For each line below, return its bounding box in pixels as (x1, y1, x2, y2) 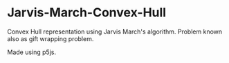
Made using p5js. (7, 48, 57, 56)
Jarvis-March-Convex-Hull (7, 5, 167, 21)
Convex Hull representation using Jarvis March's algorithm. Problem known (7, 27, 223, 36)
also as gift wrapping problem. (7, 34, 94, 42)
